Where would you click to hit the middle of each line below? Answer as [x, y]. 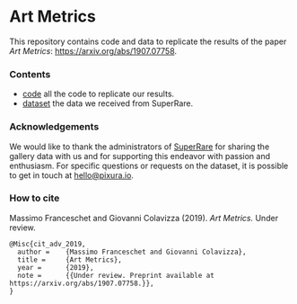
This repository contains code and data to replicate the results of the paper [148, 41]
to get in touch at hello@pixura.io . [72, 175]
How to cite [35, 198]
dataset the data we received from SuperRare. [108, 103]
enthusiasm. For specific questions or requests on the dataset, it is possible [149, 165]
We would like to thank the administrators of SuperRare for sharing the [140, 147]
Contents [30, 74]
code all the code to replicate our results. [98, 94]
